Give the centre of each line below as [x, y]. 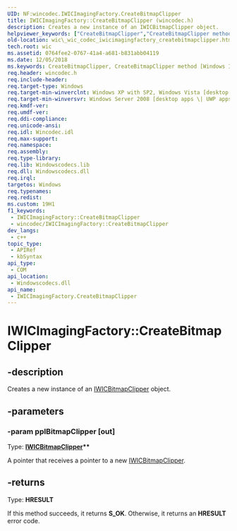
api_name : [22, 290]
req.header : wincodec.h [42, 73]
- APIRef [23, 250]
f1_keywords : [26, 211]
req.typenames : [30, 191]
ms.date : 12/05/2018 [38, 60]
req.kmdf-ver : [28, 106]
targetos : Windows [34, 184]
